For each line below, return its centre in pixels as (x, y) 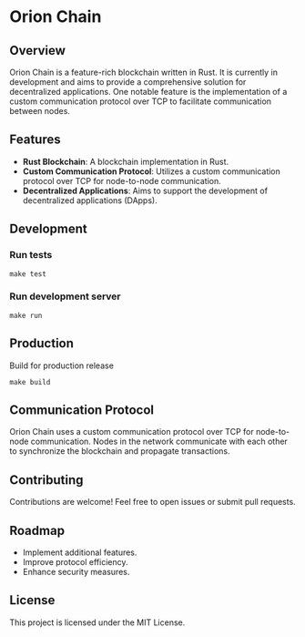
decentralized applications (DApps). (90, 200)
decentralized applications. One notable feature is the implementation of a (148, 92)
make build (30, 382)
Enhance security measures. (76, 572)
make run (26, 315)
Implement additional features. (80, 552)
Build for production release (61, 365)
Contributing (46, 480)
